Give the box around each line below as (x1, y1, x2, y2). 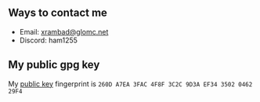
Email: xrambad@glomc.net (19, 27, 109, 36)
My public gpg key (8, 58, 100, 71)
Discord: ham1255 (19, 35, 78, 45)
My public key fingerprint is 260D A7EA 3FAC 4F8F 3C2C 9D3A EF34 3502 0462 (8, 78, 253, 89)
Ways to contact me (8, 6, 108, 20)
